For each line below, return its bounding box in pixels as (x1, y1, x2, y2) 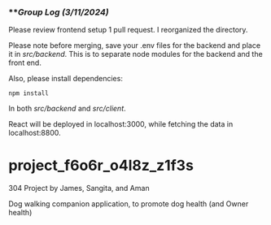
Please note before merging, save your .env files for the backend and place (8, 41, 261, 50)
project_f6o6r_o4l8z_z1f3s (8, 157, 194, 175)
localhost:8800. (8, 128, 61, 138)
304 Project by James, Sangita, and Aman (8, 184, 150, 193)
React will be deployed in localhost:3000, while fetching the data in (8, 119, 234, 129)
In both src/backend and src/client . (8, 104, 126, 114)
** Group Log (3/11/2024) (8, 6, 109, 18)
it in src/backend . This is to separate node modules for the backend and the (8, 50, 263, 59)
